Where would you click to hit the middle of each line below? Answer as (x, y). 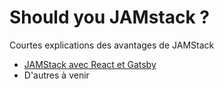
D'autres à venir (56, 75)
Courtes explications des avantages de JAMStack (112, 45)
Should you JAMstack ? (109, 17)
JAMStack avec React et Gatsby (90, 64)
